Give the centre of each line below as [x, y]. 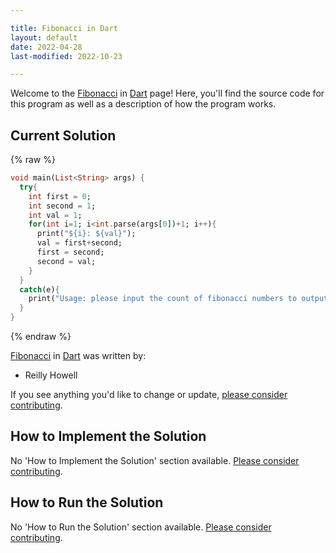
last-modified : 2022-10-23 [66, 56]
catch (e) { [39, 289]
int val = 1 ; [55, 215]
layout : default [44, 37]
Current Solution [63, 135]
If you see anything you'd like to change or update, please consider [149, 395]
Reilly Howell [51, 375]
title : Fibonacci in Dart [64, 28]
